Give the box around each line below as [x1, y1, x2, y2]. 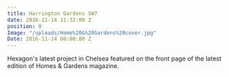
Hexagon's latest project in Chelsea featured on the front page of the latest [7, 54, 222, 63]
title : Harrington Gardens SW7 [7, 10, 98, 17]
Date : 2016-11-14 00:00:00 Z [7, 36, 92, 43]
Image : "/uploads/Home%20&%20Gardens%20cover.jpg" [7, 29, 157, 36]
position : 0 [7, 23, 42, 30]
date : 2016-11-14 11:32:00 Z [7, 16, 92, 23]
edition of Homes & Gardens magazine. [7, 62, 119, 70]
